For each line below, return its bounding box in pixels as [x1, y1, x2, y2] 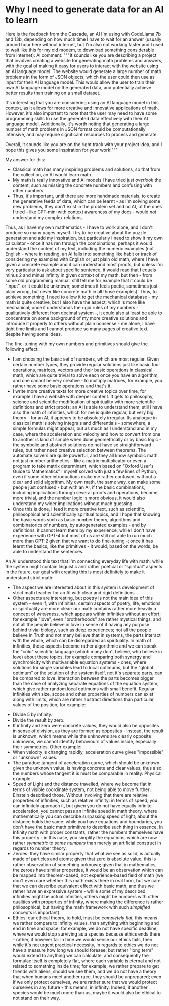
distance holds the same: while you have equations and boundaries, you [12, 818, 162, 824]
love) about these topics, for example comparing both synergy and [12, 654, 151, 660]
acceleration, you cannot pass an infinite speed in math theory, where [12, 808, 157, 814]
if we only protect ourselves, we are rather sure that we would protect [12, 979, 157, 985]
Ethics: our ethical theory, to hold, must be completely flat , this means [12, 915, 157, 921]
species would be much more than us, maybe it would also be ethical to [12, 989, 161, 995]
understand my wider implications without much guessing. [12, 500, 134, 507]
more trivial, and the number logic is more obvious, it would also [12, 495, 145, 501]
